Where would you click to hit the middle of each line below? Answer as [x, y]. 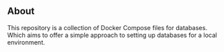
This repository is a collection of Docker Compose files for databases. [107, 27]
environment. [26, 42]
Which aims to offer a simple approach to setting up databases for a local [112, 35]
